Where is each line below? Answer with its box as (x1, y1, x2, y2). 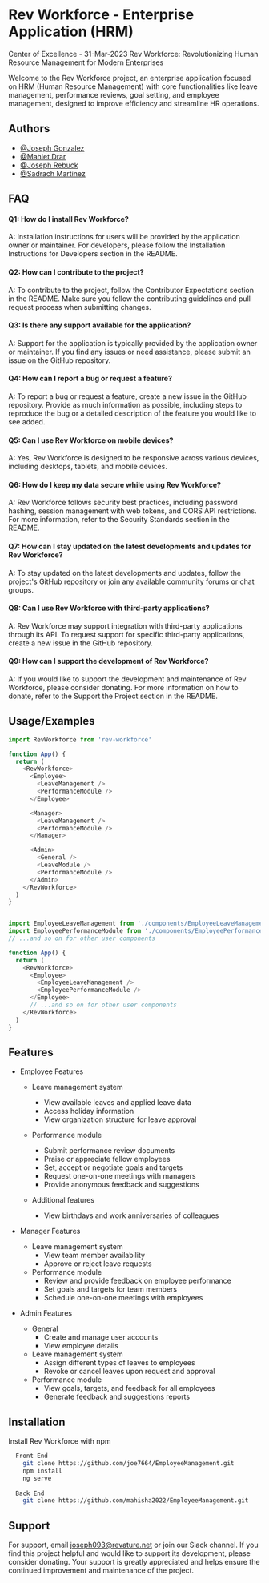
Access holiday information (43, 1107, 134, 1116)
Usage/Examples (8, 714, 95, 728)
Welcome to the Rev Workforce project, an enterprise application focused (8, 73, 251, 82)
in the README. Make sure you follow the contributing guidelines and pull (8, 294, 251, 303)
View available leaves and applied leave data (43, 1098, 192, 1107)
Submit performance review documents (43, 1146, 175, 1155)
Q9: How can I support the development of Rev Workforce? (8, 657, 209, 666)
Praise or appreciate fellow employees (43, 1155, 171, 1164)
